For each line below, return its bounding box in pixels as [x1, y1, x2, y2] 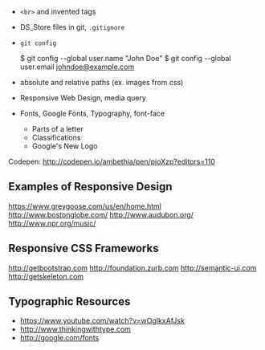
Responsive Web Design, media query [19, 93, 147, 103]
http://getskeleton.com [8, 271, 84, 281]
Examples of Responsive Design [8, 180, 173, 193]
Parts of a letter [31, 124, 84, 133]
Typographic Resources [8, 295, 131, 308]
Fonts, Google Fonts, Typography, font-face [19, 108, 165, 118]
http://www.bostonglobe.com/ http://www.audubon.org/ [8, 210, 194, 219]
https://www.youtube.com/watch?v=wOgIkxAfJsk [19, 316, 185, 326]
